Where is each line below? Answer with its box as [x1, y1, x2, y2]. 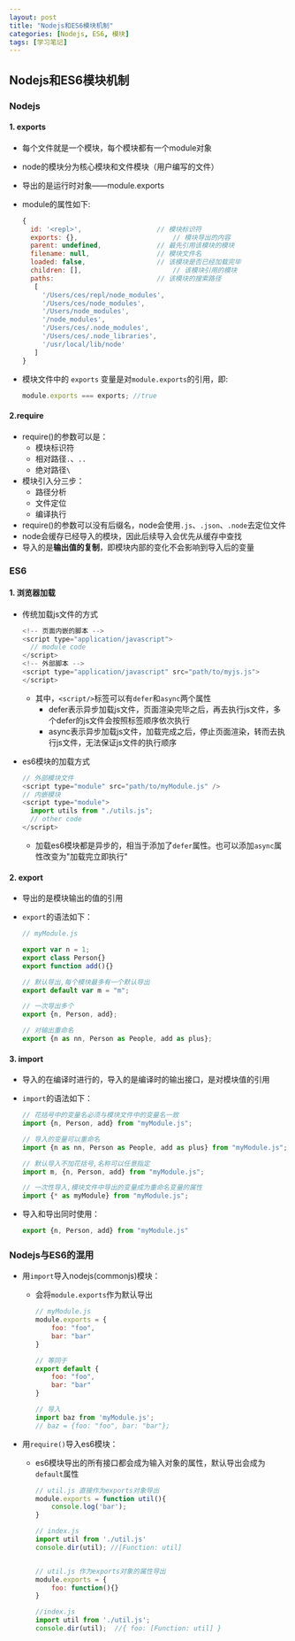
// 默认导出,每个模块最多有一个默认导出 [21, 977, 150, 987]
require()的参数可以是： [21, 431, 109, 442]
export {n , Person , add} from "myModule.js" [21, 1227, 189, 1236]
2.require [9, 410, 44, 420]
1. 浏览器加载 [9, 588, 56, 598]
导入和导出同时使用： [21, 1209, 100, 1220]
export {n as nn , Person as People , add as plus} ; [21, 1035, 213, 1044]
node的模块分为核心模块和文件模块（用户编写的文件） [21, 161, 219, 172]
